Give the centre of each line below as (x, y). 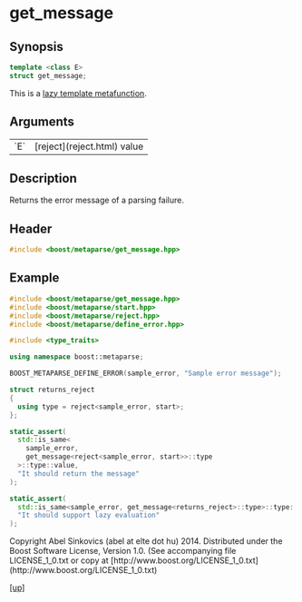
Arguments (42, 122)
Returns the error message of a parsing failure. (97, 200)
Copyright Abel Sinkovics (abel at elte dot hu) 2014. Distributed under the (146, 541)
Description (43, 178)
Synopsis (36, 47)
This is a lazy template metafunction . (78, 93)
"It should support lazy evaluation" (89, 516)
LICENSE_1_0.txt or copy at (59, 560)
